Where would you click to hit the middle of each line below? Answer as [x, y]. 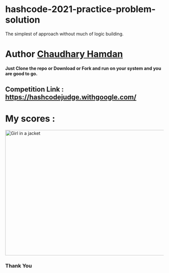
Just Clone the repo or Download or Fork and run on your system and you [83, 68]
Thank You [19, 265]
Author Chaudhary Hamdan [64, 54]
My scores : [30, 119]
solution [23, 20]
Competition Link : [34, 90]
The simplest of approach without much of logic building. [65, 34]
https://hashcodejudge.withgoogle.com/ [71, 97]
